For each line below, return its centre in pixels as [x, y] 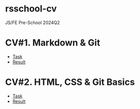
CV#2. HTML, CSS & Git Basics [70, 82]
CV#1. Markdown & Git [53, 43]
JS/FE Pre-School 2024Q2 [32, 22]
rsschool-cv [31, 9]
